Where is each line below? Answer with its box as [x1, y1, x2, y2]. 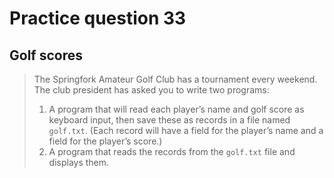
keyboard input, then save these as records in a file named [48, 114, 291, 126]
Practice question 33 [9, 7, 187, 30]
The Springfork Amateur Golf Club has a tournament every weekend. [33, 73, 318, 85]
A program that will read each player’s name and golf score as [48, 103, 305, 115]
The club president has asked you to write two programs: [33, 84, 270, 96]
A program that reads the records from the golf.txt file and [48, 146, 296, 157]
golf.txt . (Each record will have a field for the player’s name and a [48, 125, 324, 136]
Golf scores [9, 47, 83, 64]
